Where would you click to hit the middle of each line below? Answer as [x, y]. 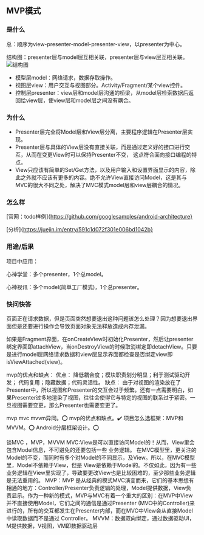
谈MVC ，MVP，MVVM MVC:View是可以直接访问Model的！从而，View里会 [101, 442]
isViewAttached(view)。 [36, 362]
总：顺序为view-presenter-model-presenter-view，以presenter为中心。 [96, 44]
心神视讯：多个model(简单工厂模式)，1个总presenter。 [74, 287]
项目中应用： [22, 261]
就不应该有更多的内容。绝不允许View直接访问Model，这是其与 [109, 177]
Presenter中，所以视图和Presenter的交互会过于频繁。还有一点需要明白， [97, 390]
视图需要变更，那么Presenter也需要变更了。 [66, 405]
